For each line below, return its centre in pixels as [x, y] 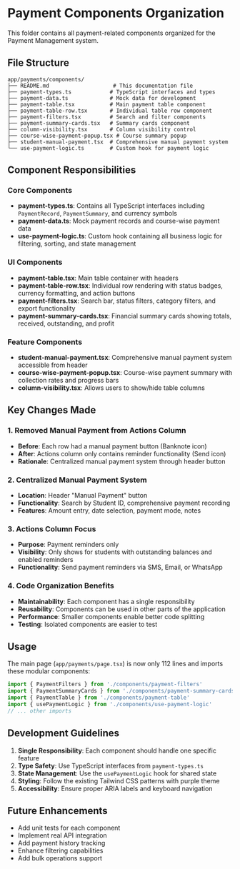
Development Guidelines [64, 733]
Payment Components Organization [116, 13]
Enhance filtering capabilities [60, 850]
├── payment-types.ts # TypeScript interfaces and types [111, 92]
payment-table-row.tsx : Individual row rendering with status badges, [120, 285]
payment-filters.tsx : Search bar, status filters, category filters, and [117, 301]
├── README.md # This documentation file [100, 86]
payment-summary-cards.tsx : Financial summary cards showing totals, [125, 316]
